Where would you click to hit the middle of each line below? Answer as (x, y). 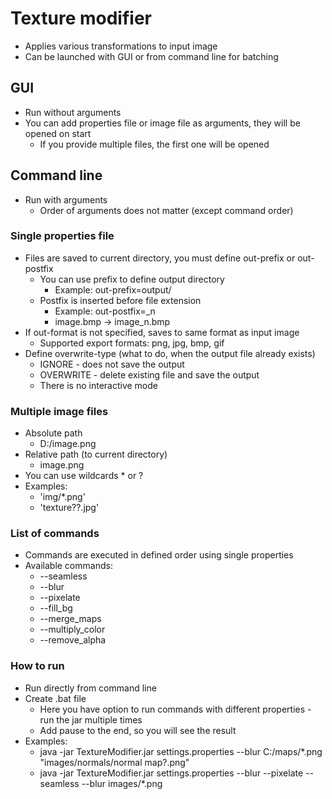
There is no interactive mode (98, 385)
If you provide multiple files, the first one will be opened (154, 144)
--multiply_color (72, 629)
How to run (37, 666)
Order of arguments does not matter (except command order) (166, 210)
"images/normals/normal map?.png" (114, 762)
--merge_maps (70, 619)
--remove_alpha (73, 640)
